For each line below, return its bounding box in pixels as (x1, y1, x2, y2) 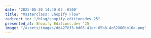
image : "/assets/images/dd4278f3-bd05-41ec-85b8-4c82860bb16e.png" (5, 26, 147, 31)
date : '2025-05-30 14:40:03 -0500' (5, 7, 78, 12)
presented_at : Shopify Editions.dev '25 (5, 21, 90, 26)
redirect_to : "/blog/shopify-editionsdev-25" (5, 16, 100, 21)
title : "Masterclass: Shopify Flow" (5, 12, 80, 17)
